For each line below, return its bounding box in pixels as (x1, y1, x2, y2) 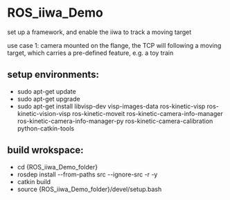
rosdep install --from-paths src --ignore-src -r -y (17, 170, 158, 178)
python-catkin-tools (17, 124, 75, 133)
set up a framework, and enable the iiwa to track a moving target (7, 28, 192, 36)
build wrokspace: (7, 144, 85, 156)
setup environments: (7, 69, 99, 81)
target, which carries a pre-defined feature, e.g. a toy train (7, 49, 174, 57)
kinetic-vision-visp (17, 109, 71, 117)
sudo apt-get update (17, 87, 76, 95)
